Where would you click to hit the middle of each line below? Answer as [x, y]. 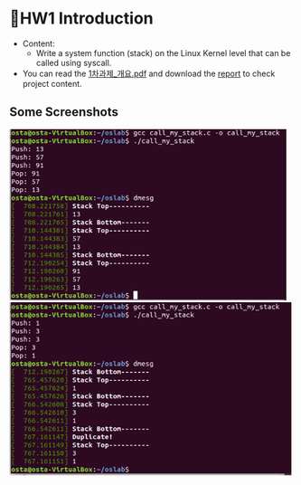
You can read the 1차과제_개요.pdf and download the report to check [149, 73]
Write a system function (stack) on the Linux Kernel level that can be [163, 52]
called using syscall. [74, 62]
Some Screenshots [64, 112]
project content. [52, 83]
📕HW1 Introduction [81, 19]
